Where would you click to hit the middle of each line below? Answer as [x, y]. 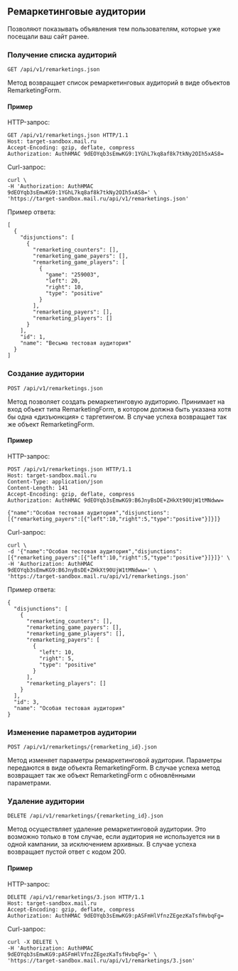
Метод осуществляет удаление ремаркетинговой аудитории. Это [107, 829]
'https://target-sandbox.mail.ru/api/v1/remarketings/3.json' [101, 960]
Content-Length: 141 [38, 488]
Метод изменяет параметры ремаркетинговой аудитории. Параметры [115, 761]
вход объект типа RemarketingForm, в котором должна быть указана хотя [119, 409]
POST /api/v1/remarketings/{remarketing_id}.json [82, 747]
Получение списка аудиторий [62, 55]
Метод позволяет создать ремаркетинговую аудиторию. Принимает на [116, 402]
